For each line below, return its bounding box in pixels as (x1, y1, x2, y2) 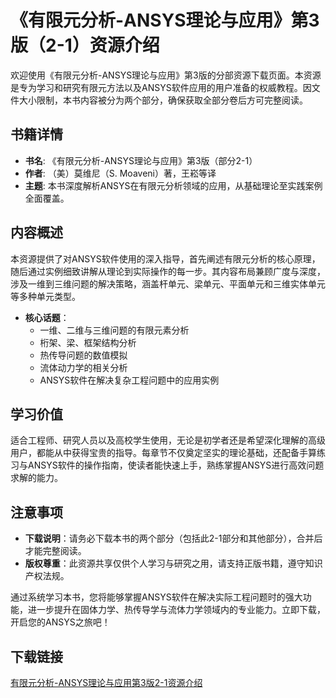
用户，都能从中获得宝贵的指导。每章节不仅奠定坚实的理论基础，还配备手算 (10, 447, 317, 459)
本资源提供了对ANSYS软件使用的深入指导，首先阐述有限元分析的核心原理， (10, 252, 321, 265)
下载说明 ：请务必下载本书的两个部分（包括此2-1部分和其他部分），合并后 (24, 532, 323, 545)
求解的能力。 (10, 472, 63, 484)
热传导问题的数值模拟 (39, 349, 128, 361)
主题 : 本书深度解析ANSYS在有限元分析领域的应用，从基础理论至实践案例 (24, 179, 323, 191)
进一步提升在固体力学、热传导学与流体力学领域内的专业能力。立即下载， (27, 604, 326, 616)
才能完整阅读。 (24, 545, 87, 557)
